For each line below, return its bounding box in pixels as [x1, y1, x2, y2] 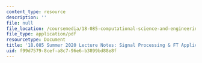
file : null [6, 20, 34, 26]
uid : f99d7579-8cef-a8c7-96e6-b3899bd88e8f [6, 48, 117, 54]
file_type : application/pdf [6, 31, 77, 37]
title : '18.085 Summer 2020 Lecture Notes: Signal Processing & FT [6, 43, 179, 49]
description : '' [6, 14, 47, 20]
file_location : [6, 25, 44, 32]
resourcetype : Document [6, 37, 66, 43]
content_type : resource [6, 8, 66, 15]
